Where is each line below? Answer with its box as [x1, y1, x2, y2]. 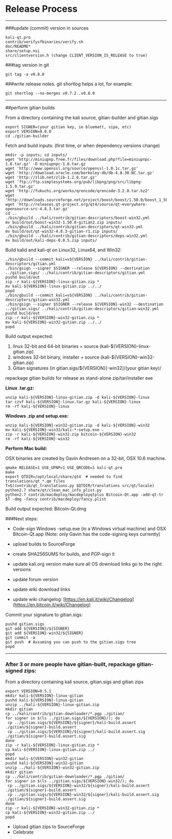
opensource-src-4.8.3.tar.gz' [5, 206, 70, 211]
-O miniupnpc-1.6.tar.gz [32, 161, 86, 166]
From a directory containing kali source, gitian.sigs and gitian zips [5, 679, 144, 685]
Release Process [5, 3, 78, 15]
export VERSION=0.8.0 [5, 129, 52, 134]
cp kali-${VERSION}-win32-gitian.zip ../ [5, 810, 95, 815]
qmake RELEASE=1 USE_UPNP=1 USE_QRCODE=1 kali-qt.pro [5, 465, 123, 470]
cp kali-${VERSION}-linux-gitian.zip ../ [5, 747, 95, 753]
